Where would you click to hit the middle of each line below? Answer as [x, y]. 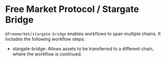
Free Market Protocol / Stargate [72, 9]
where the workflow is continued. [47, 54]
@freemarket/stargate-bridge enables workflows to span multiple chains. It [83, 33]
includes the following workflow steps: [45, 39]
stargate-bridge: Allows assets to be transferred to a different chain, [83, 48]
